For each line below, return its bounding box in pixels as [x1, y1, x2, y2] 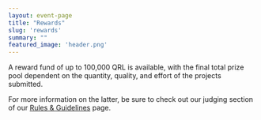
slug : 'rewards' [8, 26, 62, 34]
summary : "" [8, 33, 47, 42]
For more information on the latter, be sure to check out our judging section [8, 95, 254, 104]
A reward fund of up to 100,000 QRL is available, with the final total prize [8, 62, 244, 72]
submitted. [8, 80, 43, 89]
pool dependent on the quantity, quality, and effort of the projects [8, 71, 221, 81]
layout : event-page [8, 11, 73, 20]
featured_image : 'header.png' [8, 41, 108, 49]
